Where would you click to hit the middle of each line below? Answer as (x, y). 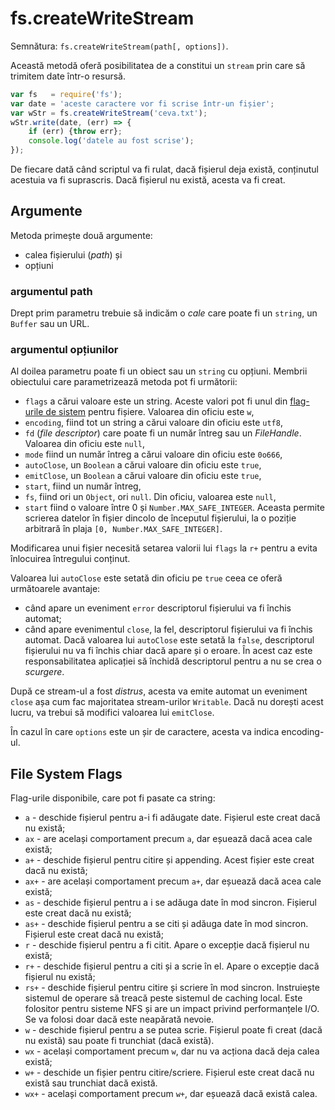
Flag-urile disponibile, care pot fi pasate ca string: (113, 798)
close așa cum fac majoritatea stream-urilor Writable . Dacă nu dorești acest (167, 702)
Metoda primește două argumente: (81, 235)
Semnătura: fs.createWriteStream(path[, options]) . (119, 46)
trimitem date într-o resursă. (68, 76)
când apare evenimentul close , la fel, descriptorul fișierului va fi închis (168, 629)
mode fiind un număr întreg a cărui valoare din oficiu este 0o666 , (153, 454)
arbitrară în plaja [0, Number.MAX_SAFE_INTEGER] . (123, 529)
